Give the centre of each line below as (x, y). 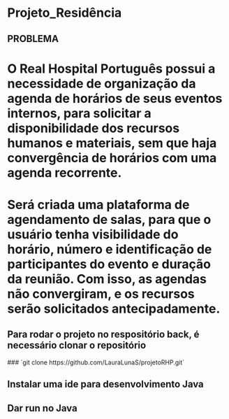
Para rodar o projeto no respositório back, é (103, 335)
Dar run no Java (43, 408)
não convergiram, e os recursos (101, 293)
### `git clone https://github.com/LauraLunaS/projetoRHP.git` (96, 362)
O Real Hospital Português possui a (111, 69)
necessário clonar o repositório (77, 345)
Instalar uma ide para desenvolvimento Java (105, 384)
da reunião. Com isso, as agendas (107, 279)
